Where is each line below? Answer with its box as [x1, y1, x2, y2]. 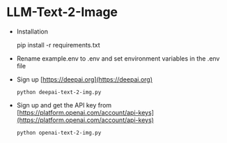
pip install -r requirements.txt [16, 40, 100, 49]
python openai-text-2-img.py [16, 129, 102, 136]
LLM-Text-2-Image [6, 4, 118, 20]
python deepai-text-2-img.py [16, 89, 102, 96]
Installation [16, 27, 49, 36]
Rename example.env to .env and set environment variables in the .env [16, 54, 220, 63]
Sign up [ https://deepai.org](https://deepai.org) [16, 75, 153, 84]
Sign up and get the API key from [16, 100, 112, 109]
